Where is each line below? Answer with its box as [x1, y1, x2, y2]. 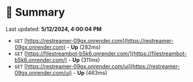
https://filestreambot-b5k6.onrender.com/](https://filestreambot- [26, 49, 187, 57]
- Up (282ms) [66, 43, 101, 51]
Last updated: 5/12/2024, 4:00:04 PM [5, 25, 102, 33]
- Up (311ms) [68, 56, 100, 63]
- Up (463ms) [73, 69, 107, 76]
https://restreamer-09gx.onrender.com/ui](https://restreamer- [26, 63, 180, 70]
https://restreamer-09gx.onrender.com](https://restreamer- [26, 37, 174, 44]
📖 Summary [5, 5, 65, 19]
